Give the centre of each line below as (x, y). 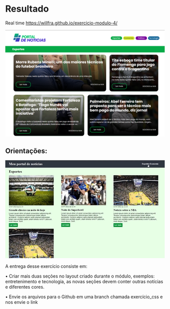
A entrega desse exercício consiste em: (46, 266)
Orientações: (26, 151)
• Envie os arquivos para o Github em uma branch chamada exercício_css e (84, 297)
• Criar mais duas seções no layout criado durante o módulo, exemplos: (80, 276)
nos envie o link (22, 302)
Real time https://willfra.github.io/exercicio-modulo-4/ (61, 23)
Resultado (27, 9)
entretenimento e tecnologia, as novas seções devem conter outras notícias (84, 282)
